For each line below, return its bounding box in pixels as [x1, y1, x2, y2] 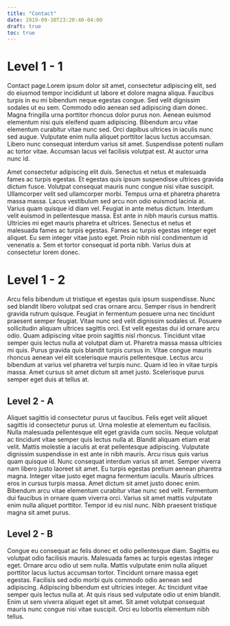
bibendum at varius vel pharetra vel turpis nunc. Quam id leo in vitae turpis [7, 361, 218, 369]
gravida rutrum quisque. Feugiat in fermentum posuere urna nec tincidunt [7, 310, 215, 318]
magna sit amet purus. [7, 508, 71, 516]
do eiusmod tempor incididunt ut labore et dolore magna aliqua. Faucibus [7, 89, 214, 97]
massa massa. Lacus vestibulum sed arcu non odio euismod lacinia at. [7, 197, 206, 205]
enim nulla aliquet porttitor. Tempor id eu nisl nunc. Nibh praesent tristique [7, 501, 218, 509]
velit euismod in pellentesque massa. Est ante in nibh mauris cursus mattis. [7, 212, 219, 220]
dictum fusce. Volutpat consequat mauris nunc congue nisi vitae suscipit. [7, 183, 215, 191]
